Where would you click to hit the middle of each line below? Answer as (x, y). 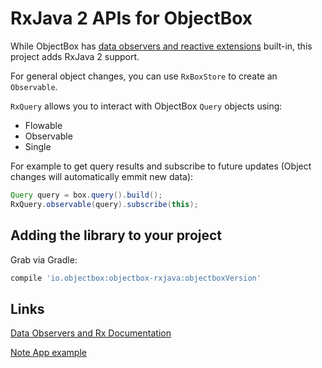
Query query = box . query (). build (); (86, 195)
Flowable (43, 125)
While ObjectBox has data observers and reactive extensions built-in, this (161, 46)
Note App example (48, 353)
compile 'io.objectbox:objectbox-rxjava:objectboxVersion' (136, 278)
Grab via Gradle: (44, 259)
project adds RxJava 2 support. (75, 56)
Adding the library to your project (116, 235)
